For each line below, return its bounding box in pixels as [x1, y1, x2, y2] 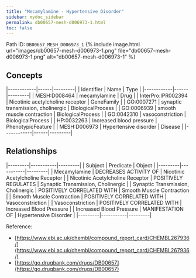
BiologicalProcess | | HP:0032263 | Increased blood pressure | [6, 117, 157, 124]
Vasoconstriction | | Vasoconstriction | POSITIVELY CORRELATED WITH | [6, 199, 182, 206]
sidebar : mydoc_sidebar [6, 14, 64, 20]
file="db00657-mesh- [118, 47, 171, 54]
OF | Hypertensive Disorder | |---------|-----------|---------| [6, 211, 152, 218]
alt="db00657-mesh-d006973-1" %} [46, 53, 136, 60]
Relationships [6, 146, 57, 156]
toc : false [6, 25, 33, 31]
